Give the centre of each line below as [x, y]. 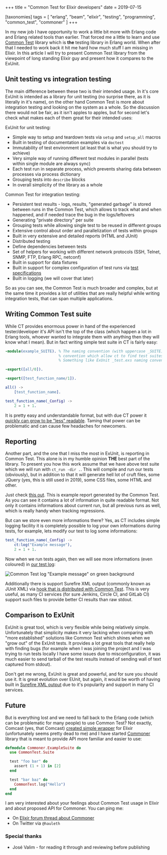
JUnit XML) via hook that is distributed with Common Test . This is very [77, 589]
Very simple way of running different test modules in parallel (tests [80, 158]
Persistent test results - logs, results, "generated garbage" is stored [82, 204]
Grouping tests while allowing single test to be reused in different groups [87, 225]
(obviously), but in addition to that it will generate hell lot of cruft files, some [83, 475]
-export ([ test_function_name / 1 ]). [41, 378]
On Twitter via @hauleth [36, 823]
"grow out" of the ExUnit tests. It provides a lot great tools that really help [80, 643]
